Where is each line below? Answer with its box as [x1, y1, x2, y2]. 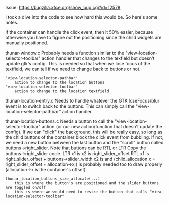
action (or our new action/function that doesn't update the [42, 124, 162, 129]
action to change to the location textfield [14, 89, 109, 94]
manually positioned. [5, 40, 49, 46]
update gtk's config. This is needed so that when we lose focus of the [5, 61, 150, 66]
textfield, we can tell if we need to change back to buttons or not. [5, 66, 141, 72]
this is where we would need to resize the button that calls [14, 189, 148, 194]
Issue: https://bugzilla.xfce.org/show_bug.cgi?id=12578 [5, 5, 121, 10]
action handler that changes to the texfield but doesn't [42, 55, 155, 61]
